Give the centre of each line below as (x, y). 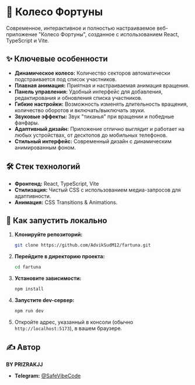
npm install (29, 289)
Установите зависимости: (48, 278)
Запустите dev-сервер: (44, 300)
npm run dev (29, 311)
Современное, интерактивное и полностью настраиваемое (81, 28)
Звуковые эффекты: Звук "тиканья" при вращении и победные (94, 116)
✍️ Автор (23, 347)
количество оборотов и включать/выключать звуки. (80, 110)
